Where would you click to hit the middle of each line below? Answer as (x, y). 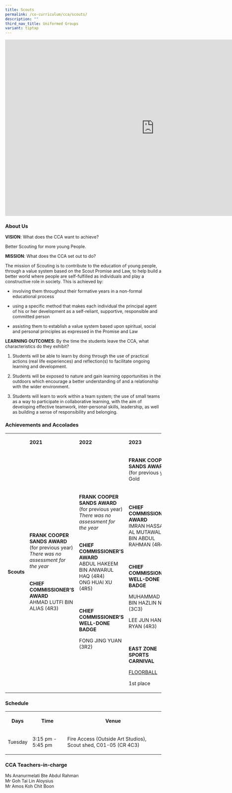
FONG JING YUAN (100, 640)
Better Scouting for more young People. (46, 246)
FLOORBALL (143, 672)
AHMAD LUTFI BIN (51, 602)
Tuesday (18, 742)
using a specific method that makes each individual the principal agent (85, 306)
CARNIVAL (142, 661)
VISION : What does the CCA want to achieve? (52, 237)
